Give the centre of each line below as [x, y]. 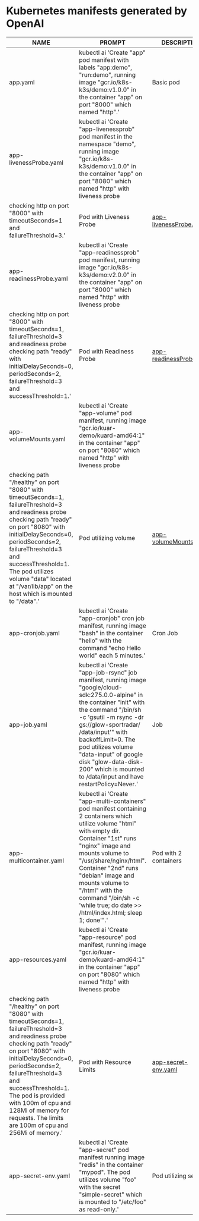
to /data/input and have [111, 776]
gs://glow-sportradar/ [110, 724]
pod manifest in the [106, 136]
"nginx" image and [105, 846]
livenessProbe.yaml [36, 162]
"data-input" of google [111, 754]
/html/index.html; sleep [111, 912]
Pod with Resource [105, 1062]
